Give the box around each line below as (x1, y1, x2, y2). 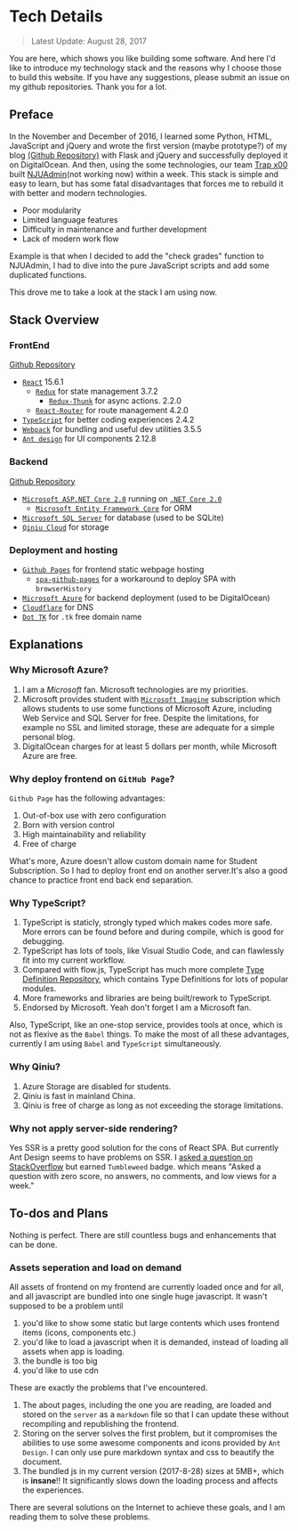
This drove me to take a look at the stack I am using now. (9, 287, 218, 297)
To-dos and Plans (9, 1206, 109, 1221)
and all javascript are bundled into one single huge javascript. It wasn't (9, 1291, 268, 1302)
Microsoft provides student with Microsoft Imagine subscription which (21, 693, 281, 704)
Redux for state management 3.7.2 (35, 386, 158, 397)
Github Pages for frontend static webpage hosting (21, 564, 205, 575)
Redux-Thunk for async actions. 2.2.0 (48, 395, 182, 406)
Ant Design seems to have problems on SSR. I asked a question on (9, 1152, 254, 1162)
